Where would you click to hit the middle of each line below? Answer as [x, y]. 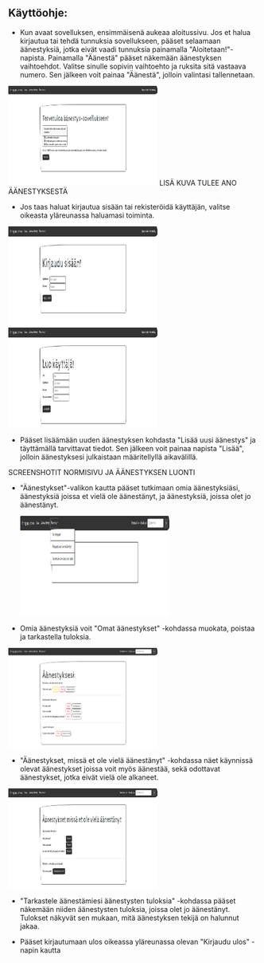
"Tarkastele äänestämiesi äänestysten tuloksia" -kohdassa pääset [128, 901]
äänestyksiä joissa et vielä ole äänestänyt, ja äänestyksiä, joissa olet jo [135, 496]
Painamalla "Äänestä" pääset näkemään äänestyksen [134, 57]
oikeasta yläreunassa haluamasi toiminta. [87, 215]
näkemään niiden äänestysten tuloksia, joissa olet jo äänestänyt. [125, 909]
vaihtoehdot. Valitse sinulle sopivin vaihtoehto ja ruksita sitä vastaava [133, 66]
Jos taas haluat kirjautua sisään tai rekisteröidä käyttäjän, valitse [125, 206]
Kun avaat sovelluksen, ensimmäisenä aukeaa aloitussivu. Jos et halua [135, 32]
